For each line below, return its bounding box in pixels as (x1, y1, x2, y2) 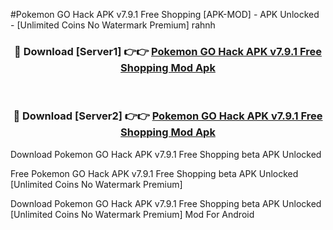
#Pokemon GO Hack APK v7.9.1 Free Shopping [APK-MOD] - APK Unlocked (10, 9, 320, 20)
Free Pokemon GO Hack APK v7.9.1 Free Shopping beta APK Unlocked (10, 167, 299, 179)
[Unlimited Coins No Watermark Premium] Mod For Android (10, 208, 255, 220)
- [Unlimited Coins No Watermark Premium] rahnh (10, 19, 216, 31)
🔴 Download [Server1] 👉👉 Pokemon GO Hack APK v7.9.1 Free (14, 44, 322, 58)
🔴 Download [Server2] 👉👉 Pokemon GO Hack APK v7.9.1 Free (13, 109, 323, 123)
